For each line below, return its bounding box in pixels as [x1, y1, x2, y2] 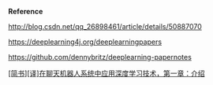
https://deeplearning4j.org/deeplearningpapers [8, 37, 163, 46]
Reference [8, 7, 43, 16]
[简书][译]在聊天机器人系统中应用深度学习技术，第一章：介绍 [8, 68, 205, 78]
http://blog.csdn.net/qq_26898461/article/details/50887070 [8, 22, 203, 31]
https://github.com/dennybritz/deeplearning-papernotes [8, 53, 192, 61]
